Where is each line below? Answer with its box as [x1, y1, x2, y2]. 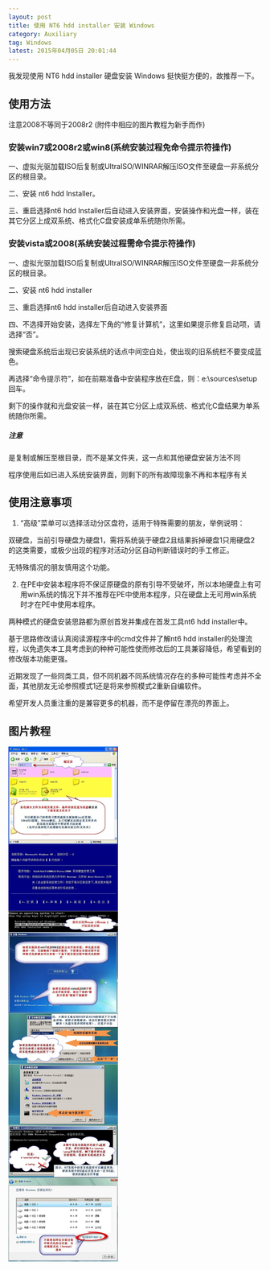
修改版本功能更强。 [8, 654, 72, 664]
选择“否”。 [8, 329, 43, 339]
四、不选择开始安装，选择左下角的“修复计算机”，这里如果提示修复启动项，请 [8, 319, 261, 329]
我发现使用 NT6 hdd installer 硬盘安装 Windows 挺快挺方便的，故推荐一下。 [8, 71, 259, 80]
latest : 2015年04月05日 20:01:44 [8, 47, 117, 56]
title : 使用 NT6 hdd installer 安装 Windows [8, 21, 155, 30]
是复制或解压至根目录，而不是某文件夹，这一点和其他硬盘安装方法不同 [8, 452, 241, 462]
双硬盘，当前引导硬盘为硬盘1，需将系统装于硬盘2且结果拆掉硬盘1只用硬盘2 [8, 535, 256, 545]
